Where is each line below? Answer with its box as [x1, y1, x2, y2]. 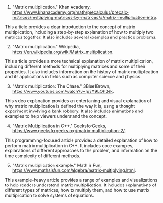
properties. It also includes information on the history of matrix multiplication [5, 69, 159, 74]
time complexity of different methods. [5, 153, 81, 159]
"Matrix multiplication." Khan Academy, [12, 4, 91, 10]
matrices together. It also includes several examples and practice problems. [5, 34, 157, 40]
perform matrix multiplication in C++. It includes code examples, [5, 143, 134, 148]
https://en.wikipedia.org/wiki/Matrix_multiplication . [12, 49, 114, 55]
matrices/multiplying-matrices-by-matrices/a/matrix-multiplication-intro [12, 15, 157, 20]
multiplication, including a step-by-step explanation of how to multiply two [5, 29, 154, 35]
